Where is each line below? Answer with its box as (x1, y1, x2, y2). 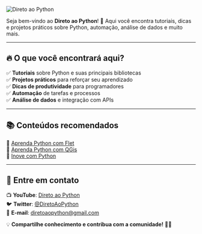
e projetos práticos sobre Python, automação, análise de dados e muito (6, 24, 183, 31)
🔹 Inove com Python (6, 152, 57, 159)
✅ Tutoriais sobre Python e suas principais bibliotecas (6, 69, 141, 76)
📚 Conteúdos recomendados (6, 120, 119, 131)
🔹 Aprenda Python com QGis (6, 146, 78, 153)
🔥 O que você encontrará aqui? (6, 53, 124, 63)
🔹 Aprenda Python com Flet (6, 139, 75, 147)
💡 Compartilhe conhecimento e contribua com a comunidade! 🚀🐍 (6, 221, 173, 228)
